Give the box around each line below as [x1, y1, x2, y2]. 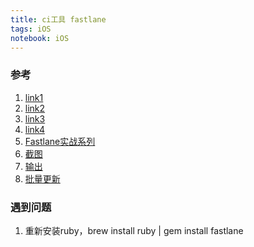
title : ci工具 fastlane [10, 14, 107, 25]
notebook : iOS [10, 33, 70, 43]
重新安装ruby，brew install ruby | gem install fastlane [24, 224, 244, 236]
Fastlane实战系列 [24, 135, 96, 147]
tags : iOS [10, 24, 52, 34]
